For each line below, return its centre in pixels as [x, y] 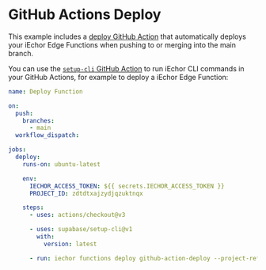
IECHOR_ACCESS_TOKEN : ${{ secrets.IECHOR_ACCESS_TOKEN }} [127, 186]
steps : [33, 207]
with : [46, 237]
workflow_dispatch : [47, 135]
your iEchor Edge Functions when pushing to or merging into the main [122, 44]
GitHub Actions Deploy [85, 15]
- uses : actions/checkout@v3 [77, 215]
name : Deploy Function [46, 91]
